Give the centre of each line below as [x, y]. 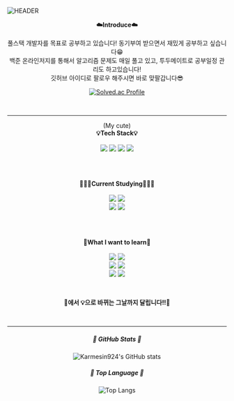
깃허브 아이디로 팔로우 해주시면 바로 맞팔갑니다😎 [117, 78]
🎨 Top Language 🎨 [117, 372]
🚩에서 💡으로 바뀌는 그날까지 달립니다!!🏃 [117, 302]
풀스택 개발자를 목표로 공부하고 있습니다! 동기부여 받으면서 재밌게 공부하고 [108, 43]
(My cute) [117, 125]
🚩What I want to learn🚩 [117, 242]
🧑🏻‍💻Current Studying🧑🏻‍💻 [117, 184]
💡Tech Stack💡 [117, 133]
